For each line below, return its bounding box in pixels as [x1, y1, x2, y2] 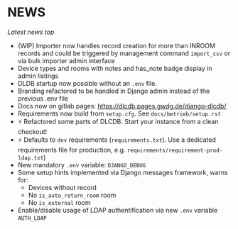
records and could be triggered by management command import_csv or [17, 49, 231, 57]
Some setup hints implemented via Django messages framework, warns [17, 168, 229, 177]
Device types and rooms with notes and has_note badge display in [17, 64, 212, 72]
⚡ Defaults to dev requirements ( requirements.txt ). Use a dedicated [17, 135, 217, 144]
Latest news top [7, 28, 55, 36]
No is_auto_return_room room [28, 191, 117, 199]
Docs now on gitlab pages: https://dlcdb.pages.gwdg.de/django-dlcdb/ [17, 101, 227, 110]
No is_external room [28, 198, 91, 206]
